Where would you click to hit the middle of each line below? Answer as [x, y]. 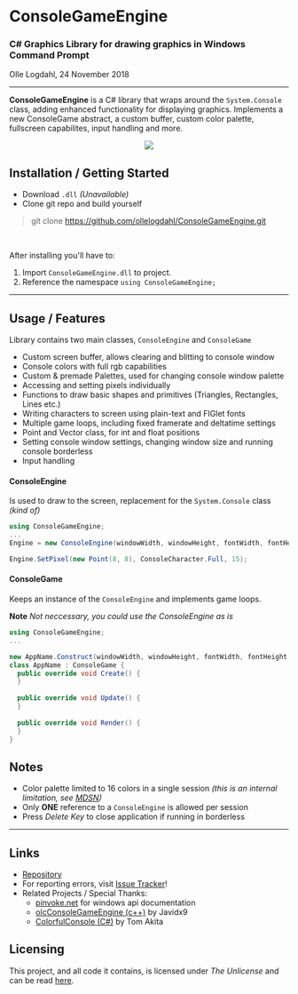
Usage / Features [57, 318]
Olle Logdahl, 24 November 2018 [70, 75]
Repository [42, 875]
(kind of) [25, 510]
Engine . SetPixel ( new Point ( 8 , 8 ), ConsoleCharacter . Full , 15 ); [129, 559]
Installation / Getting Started [90, 173]
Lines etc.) [41, 404]
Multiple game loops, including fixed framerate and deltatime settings [149, 423]
